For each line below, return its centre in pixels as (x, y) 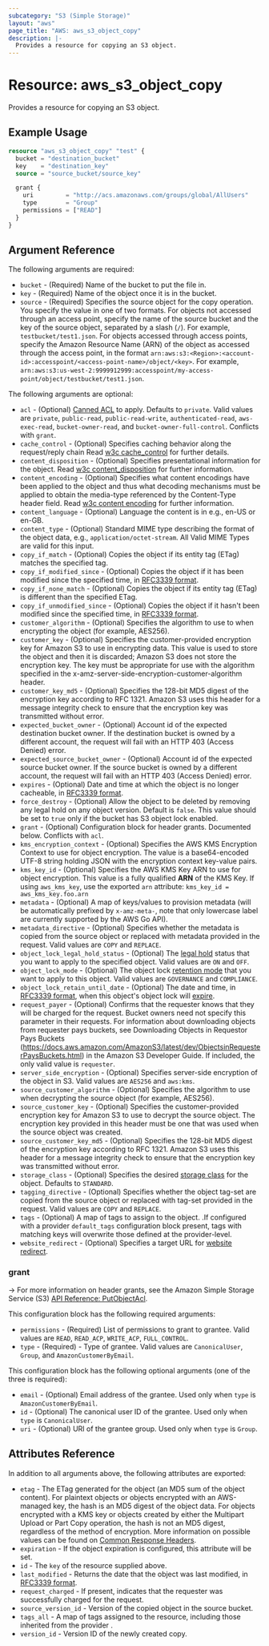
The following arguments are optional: (71, 394)
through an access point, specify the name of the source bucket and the (139, 319)
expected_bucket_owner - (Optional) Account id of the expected (123, 725)
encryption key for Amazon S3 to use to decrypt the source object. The (137, 1115)
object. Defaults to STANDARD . (66, 1183)
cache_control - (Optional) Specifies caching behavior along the (126, 444)
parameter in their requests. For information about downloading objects (138, 1021)
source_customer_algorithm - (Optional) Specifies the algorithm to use (135, 1090)
